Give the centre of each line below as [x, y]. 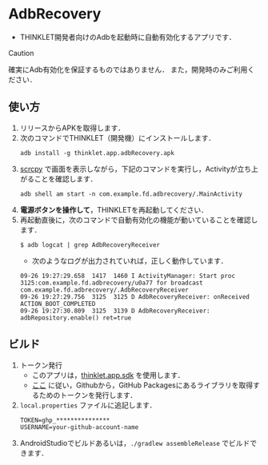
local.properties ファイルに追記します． [88, 405]
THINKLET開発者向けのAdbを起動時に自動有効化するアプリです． [128, 37]
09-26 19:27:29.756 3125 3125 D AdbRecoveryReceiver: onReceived [134, 296]
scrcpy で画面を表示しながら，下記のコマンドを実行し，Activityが [128, 169]
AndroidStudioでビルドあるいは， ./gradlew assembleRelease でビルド [135, 443]
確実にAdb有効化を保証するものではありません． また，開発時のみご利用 [128, 70]
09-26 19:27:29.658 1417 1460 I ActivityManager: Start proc [128, 276]
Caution [21, 53]
